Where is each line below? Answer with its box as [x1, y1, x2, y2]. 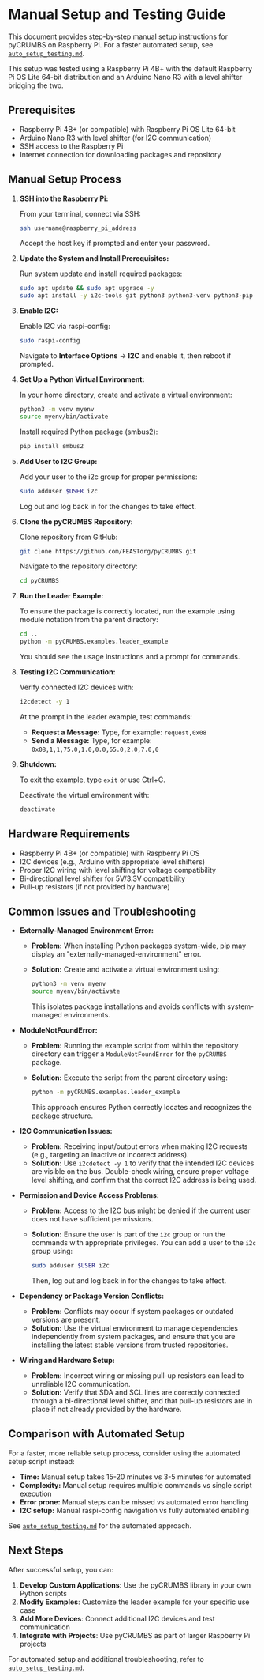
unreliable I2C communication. [31, 1379, 132, 1388]
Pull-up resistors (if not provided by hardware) [19, 882, 171, 891]
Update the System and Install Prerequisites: [19, 254, 169, 263]
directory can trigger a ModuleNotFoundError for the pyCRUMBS [31, 1049, 227, 1059]
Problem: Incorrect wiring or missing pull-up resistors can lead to [31, 1370, 244, 1380]
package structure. [31, 1111, 94, 1120]
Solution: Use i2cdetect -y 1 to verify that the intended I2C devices [31, 1158, 255, 1168]
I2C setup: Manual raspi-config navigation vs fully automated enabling [19, 1505, 250, 1515]
